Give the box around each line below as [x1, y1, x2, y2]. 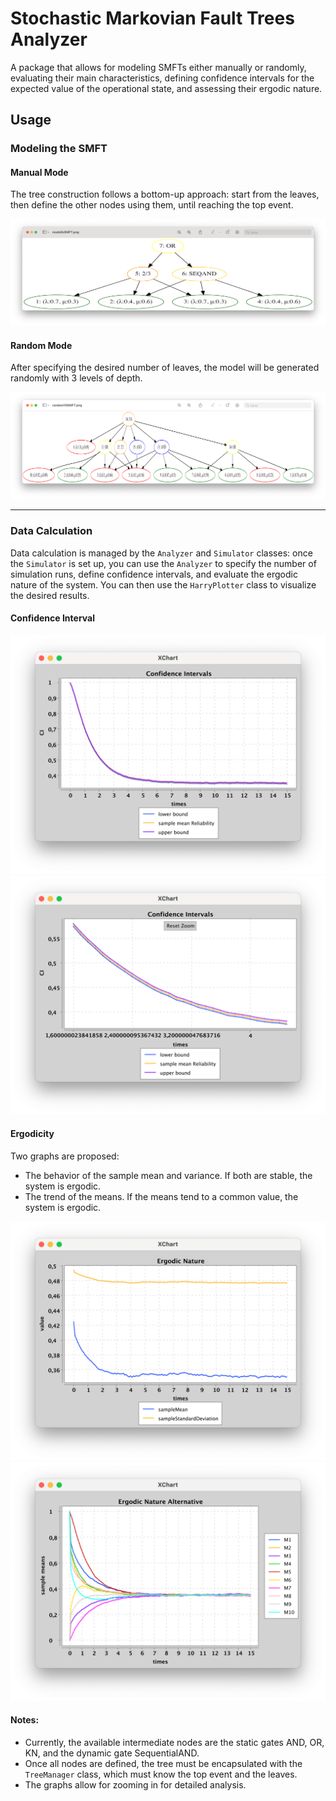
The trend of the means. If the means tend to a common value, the [24, 1190, 299, 1202]
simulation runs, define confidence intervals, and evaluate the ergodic [10, 568, 298, 580]
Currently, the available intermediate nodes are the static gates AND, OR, [24, 1736, 325, 1748]
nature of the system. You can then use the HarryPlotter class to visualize [10, 578, 317, 591]
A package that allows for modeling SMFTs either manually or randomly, [10, 61, 307, 73]
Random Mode [10, 339, 73, 351]
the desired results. [10, 589, 90, 601]
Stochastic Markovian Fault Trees [10, 7, 295, 30]
